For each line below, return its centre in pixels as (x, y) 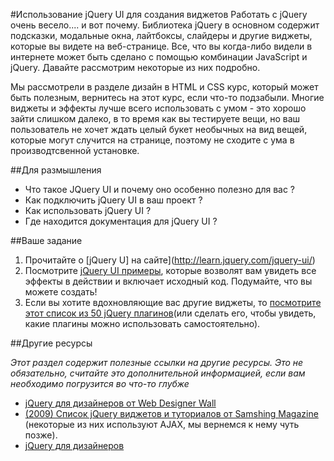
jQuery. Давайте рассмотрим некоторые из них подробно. (135, 67)
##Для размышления (56, 170)
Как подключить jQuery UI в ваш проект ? (113, 200)
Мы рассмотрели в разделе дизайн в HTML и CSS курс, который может (164, 87)
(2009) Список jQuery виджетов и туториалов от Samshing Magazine (171, 413)
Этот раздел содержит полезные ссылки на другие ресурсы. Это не (157, 362)
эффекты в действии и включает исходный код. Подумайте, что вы (168, 281)
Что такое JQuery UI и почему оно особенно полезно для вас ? (160, 189)
